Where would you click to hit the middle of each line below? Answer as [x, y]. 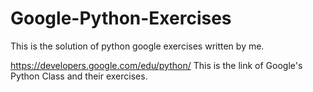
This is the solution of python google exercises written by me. [137, 46]
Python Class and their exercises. [79, 76]
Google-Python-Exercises [121, 18]
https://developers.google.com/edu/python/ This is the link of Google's [156, 65]
